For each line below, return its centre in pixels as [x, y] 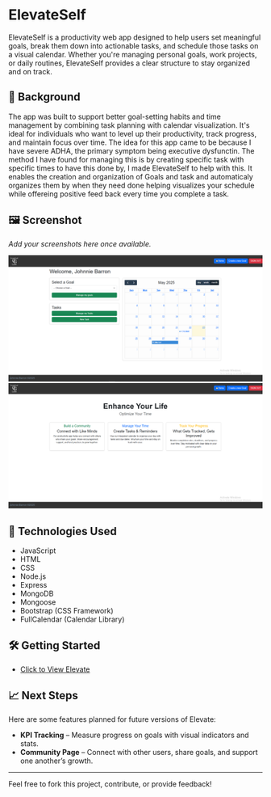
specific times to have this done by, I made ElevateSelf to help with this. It [130, 168]
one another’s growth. [56, 761]
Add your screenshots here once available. [80, 243]
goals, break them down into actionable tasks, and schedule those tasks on [133, 45]
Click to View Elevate [55, 669]
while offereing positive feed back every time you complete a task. [119, 194]
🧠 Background [44, 97]
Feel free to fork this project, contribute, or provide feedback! [110, 784]
